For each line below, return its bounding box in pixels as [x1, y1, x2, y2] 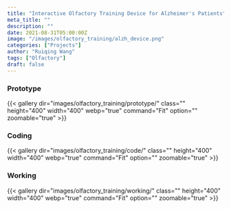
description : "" [7, 23, 54, 29]
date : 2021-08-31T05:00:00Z [7, 29, 88, 36]
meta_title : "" [7, 16, 51, 23]
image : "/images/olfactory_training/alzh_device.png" [7, 36, 165, 42]
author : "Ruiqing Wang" [7, 49, 76, 56]
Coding [7, 131, 32, 140]
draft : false [7, 61, 45, 68]
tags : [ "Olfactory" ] [7, 55, 67, 62]
